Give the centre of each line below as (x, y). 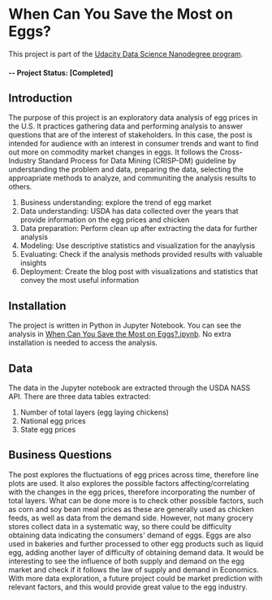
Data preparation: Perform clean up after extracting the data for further (139, 228)
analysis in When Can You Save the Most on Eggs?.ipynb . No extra (120, 334)
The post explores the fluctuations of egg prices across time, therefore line (134, 474)
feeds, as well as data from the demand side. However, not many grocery (131, 518)
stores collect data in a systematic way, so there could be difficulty (120, 526)
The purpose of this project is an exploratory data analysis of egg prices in (133, 118)
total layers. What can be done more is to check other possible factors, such (136, 500)
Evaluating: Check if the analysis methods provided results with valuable (141, 254)
